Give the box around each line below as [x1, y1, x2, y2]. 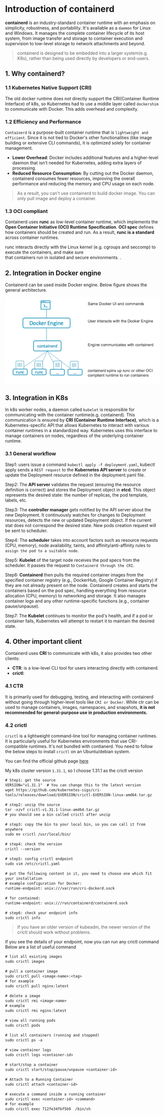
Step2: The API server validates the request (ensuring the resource [5, 481, 141, 487]
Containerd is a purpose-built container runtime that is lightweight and [5, 129, 148, 135]
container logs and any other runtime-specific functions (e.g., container [5, 598, 150, 604]
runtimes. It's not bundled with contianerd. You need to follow [28, 743, 153, 749]
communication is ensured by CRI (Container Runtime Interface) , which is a [5, 417, 159, 423]
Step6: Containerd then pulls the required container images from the [5, 572, 144, 578]
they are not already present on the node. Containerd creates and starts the [5, 582, 158, 588]
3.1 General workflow [5, 450, 56, 457]
